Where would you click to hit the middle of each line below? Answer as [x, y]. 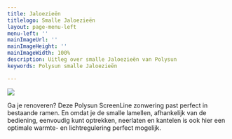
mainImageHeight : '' [37, 46]
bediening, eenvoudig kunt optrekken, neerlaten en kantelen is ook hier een [116, 120]
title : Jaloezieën [34, 14]
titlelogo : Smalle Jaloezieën [52, 20]
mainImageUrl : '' [33, 40]
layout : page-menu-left [42, 27]
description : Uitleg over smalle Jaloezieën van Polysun [92, 60]
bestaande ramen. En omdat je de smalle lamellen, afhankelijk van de [107, 112]
